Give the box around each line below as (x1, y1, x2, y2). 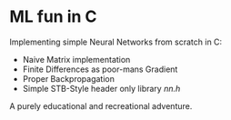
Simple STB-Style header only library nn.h (22, 83, 181, 94)
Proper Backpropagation (22, 73, 115, 84)
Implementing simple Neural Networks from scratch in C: (9, 36, 223, 47)
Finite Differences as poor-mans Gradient (22, 64, 178, 75)
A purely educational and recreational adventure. (9, 100, 193, 111)
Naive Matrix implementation (22, 54, 131, 65)
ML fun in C (9, 6, 97, 27)
